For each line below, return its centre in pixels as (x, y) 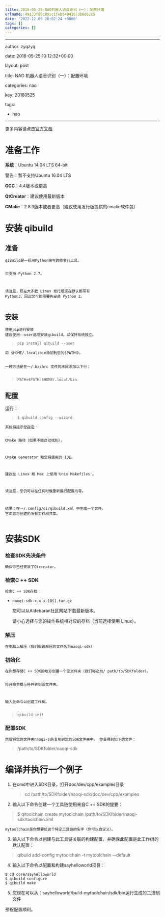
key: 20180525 (20, 95)
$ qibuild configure (26, 879)
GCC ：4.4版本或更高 (26, 186)
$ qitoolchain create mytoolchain (50, 814)
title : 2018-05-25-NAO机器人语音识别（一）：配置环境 (55, 10)
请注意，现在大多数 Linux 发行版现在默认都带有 (48, 291)
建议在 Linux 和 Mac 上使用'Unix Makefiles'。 (51, 474)
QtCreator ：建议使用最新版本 (35, 196)
